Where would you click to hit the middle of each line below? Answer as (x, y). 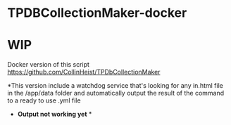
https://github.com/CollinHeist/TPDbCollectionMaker (84, 72)
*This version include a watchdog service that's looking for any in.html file (115, 86)
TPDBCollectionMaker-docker (97, 13)
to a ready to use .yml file (44, 100)
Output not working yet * (55, 114)
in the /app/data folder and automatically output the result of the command (116, 93)
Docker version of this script (49, 65)
